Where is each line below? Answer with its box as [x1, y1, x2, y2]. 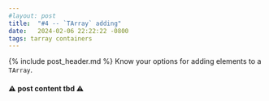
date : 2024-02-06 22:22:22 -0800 [8, 27, 129, 35]
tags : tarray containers [8, 34, 93, 43]
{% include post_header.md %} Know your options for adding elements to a [8, 57, 262, 66]
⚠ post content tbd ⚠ [8, 83, 84, 93]
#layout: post [8, 11, 57, 20]
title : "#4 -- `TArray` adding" [8, 19, 122, 27]
